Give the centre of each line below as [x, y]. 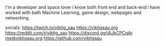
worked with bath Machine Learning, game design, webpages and [73, 12]
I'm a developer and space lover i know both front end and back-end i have [82, 7]
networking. [17, 18]
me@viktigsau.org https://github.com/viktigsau [53, 38]
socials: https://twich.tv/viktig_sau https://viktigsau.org [62, 27]
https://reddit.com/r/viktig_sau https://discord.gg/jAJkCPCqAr [69, 33]
